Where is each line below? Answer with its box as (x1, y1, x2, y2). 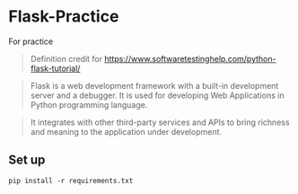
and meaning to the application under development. (30, 126, 222, 137)
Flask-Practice (8, 6, 119, 27)
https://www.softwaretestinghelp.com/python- (103, 53, 276, 64)
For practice (8, 36, 54, 47)
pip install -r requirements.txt (8, 176, 134, 185)
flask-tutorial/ (30, 63, 81, 74)
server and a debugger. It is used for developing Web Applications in (30, 90, 285, 101)
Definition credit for (30, 53, 102, 64)
